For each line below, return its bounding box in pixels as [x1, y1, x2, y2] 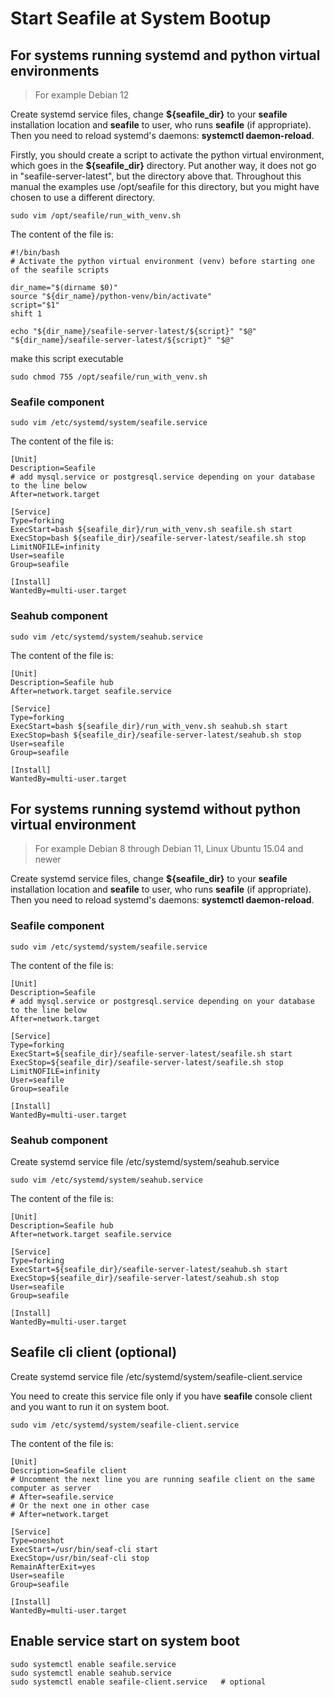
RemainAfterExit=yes [10, 1562, 97, 1572]
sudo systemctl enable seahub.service [10, 1668, 172, 1678]
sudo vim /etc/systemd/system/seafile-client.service [10, 1420, 240, 1430]
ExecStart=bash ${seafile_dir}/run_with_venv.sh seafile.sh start [10, 525, 293, 535]
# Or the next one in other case [10, 1500, 150, 1511]
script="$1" [10, 300, 60, 310]
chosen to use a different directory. [10, 192, 156, 203]
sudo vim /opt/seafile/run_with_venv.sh [10, 211, 182, 221]
